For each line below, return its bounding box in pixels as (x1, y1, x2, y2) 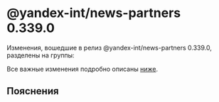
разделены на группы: (6, 51, 75, 59)
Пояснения (6, 85, 59, 97)
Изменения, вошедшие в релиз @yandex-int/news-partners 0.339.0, (6, 43, 213, 52)
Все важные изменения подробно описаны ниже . (6, 64, 158, 73)
